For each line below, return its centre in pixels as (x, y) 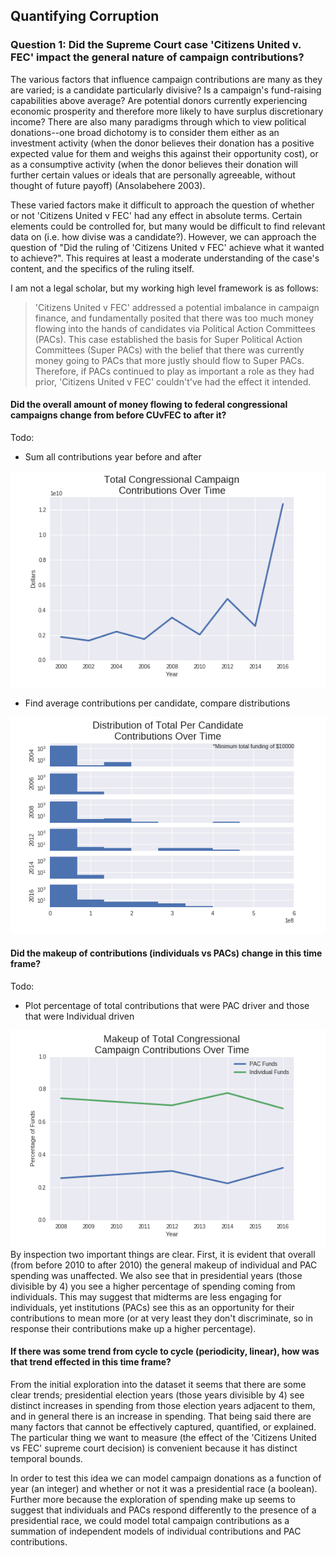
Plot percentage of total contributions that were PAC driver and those (167, 1006)
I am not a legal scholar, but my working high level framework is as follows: (164, 288)
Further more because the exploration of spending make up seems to (153, 1499)
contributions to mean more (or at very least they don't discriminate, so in (161, 1318)
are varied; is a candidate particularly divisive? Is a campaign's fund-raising (166, 90)
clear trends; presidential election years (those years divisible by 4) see (157, 1395)
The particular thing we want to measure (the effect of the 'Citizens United (163, 1437)
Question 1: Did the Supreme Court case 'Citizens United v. (156, 45)
